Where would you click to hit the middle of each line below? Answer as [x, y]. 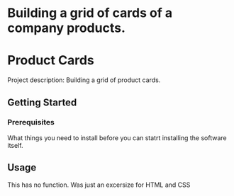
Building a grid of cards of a [90, 13]
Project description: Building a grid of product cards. [84, 80]
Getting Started [42, 102]
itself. [15, 145]
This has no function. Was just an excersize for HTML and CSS [99, 185]
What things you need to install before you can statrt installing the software [117, 138]
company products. [66, 28]
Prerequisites [31, 122]
